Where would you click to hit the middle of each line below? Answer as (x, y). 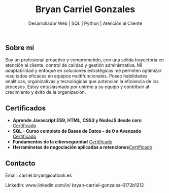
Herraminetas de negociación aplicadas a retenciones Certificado (82, 147)
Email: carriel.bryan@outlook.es (39, 175)
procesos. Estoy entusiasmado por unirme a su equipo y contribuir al (77, 87)
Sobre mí (20, 47)
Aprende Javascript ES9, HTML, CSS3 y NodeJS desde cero (77, 121)
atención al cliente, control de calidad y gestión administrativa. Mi (74, 65)
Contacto (20, 163)
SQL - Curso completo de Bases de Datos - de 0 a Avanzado (77, 131)
